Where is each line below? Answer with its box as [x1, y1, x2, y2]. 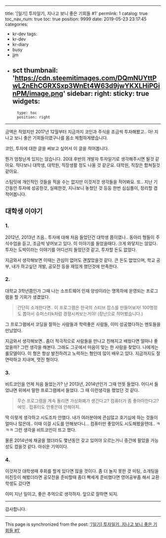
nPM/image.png [12, 90, 63, 98]
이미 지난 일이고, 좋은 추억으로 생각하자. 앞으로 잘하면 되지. [5, 491, 119, 497]
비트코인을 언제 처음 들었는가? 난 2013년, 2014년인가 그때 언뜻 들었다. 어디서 [5, 381, 154, 387]
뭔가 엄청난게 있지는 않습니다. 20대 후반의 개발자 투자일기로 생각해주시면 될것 [5, 156, 154, 161]
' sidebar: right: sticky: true [63, 90, 149, 98]
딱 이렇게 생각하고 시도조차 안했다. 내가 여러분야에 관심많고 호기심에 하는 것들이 [5, 415, 158, 421]
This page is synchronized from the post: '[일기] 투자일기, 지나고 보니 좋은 [5, 521, 152, 528]
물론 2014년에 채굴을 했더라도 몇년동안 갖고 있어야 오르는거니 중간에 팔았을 [5, 437, 150, 443]
